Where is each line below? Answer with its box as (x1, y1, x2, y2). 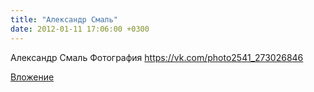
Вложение (10, 71, 55, 83)
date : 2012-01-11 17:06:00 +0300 (10, 24, 150, 34)
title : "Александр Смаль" (10, 14, 118, 25)
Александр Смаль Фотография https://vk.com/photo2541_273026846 (10, 51, 304, 63)
